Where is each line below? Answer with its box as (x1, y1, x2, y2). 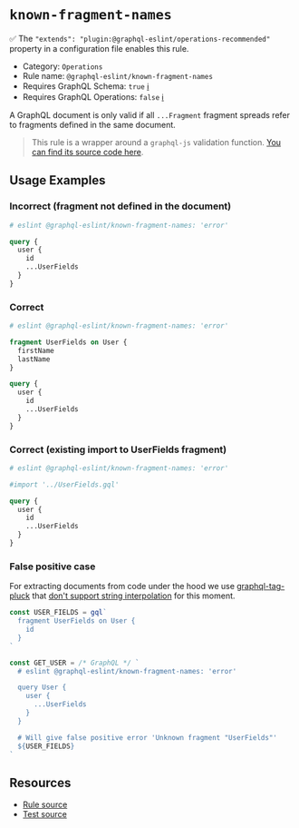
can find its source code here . (31, 146, 144, 157)
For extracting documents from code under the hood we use (9, 581, 236, 592)
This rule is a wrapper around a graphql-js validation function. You (31, 136, 282, 147)
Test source (22, 809, 68, 820)
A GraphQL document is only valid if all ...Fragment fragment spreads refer (9, 109, 290, 120)
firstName (17, 346, 54, 355)
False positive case (9, 560, 96, 573)
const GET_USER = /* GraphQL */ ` (9, 658, 140, 667)
